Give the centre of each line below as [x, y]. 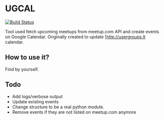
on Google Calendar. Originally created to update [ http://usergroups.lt [75, 37]
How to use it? [27, 58]
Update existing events [35, 101]
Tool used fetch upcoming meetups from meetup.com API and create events [82, 31]
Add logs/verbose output [37, 96]
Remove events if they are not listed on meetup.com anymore [74, 112]
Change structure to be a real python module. [58, 107]
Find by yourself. [22, 69]
